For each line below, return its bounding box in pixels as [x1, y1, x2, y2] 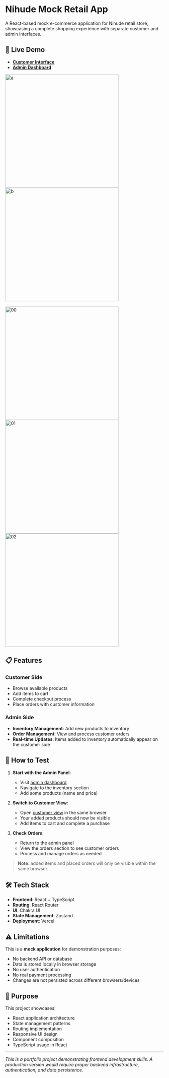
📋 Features [5, 656, 42, 665]
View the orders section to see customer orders [20, 845, 119, 851]
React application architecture [12, 1014, 75, 1021]
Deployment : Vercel [12, 918, 55, 924]
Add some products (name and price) [20, 790, 98, 796]
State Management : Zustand [12, 913, 73, 919]
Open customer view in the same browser [20, 809, 107, 815]
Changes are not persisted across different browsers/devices [12, 977, 140, 983]
